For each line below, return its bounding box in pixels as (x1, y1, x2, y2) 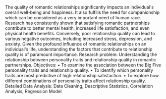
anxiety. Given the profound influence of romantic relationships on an (5, 41, 147, 47)
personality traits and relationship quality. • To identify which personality (5, 67, 154, 73)
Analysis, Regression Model (5, 89, 62, 94)
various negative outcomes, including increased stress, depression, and (5, 36, 152, 42)
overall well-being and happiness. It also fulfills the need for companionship (5, 9, 160, 15)
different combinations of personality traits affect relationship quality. (5, 78, 146, 84)
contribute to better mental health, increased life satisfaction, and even (5, 25, 150, 31)
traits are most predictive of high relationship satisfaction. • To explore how (5, 73, 159, 78)
